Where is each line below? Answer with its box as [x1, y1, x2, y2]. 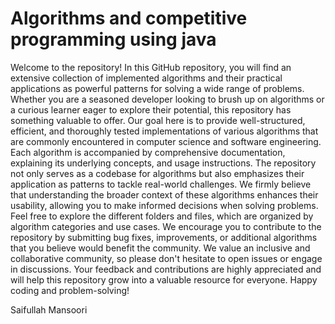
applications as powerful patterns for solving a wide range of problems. [10, 82, 305, 94]
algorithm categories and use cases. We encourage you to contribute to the [10, 220, 322, 232]
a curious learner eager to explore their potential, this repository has [10, 103, 292, 116]
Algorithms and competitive [10, 7, 248, 30]
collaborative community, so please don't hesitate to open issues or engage [10, 252, 323, 264]
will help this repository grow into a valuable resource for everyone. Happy [10, 273, 318, 286]
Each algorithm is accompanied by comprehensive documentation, [10, 146, 286, 158]
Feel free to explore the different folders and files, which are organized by [10, 210, 314, 222]
